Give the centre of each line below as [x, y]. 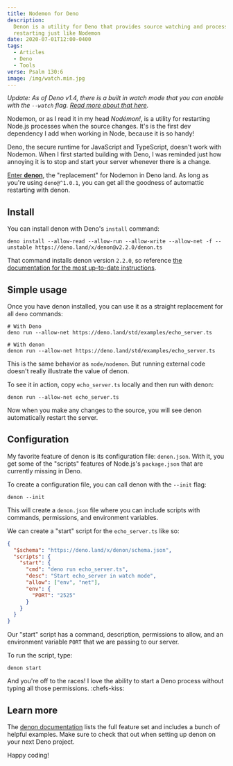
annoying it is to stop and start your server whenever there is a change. [109, 162]
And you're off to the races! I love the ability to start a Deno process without [115, 681]
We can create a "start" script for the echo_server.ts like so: [93, 531]
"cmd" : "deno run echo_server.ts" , [77, 570]
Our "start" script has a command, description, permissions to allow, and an [115, 635]
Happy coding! [28, 755]
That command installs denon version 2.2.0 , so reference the [95, 261]
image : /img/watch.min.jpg [46, 78]
